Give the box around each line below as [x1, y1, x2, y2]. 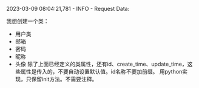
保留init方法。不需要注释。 [31, 75, 98, 83]
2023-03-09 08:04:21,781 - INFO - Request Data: [6, 5, 130, 12]
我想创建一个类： [6, 17, 49, 25]
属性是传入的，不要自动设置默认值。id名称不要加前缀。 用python [20, 68, 183, 75]
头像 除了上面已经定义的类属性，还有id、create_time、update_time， [15, 60, 187, 68]
